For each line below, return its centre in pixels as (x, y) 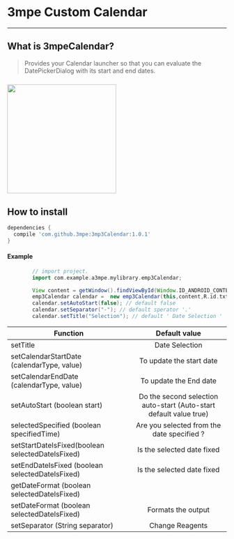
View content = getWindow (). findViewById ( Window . (106, 290)
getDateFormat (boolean (51, 485)
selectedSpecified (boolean (56, 425)
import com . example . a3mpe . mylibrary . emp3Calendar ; (107, 278)
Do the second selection (179, 396)
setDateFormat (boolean (50, 505)
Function (69, 333)
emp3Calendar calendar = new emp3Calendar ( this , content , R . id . (126, 297)
